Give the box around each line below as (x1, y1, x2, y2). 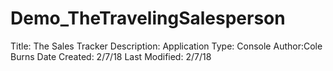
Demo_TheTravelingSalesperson (10, 7, 286, 30)
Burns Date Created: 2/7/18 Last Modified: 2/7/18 (10, 50, 212, 62)
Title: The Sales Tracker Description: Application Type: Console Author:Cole (10, 40, 323, 52)
